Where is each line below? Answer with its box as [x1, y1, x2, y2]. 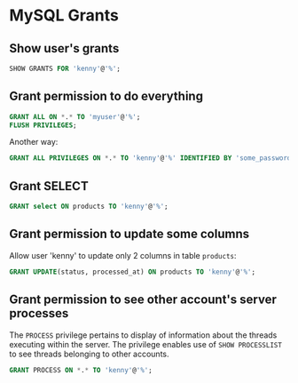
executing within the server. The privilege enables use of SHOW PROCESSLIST [9, 339, 282, 349]
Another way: [9, 137, 59, 148]
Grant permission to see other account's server [9, 292, 277, 307]
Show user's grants [9, 41, 120, 56]
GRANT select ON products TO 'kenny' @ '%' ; [9, 202, 169, 211]
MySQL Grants [9, 5, 120, 26]
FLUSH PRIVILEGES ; [9, 121, 77, 130]
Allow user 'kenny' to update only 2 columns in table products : [9, 250, 237, 260]
